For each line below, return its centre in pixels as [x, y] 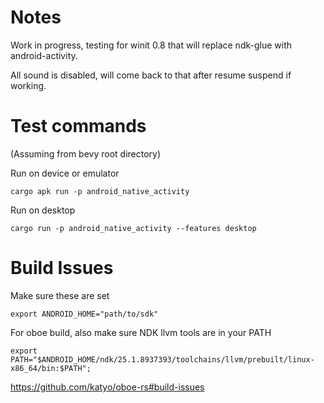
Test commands [78, 126]
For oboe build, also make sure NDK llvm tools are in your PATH [141, 332]
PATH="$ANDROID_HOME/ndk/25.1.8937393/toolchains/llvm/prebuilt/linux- [162, 359]
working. [28, 85]
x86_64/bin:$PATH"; [51, 368]
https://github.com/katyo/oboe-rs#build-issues [107, 387]
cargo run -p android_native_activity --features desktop [133, 228]
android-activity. [44, 55]
